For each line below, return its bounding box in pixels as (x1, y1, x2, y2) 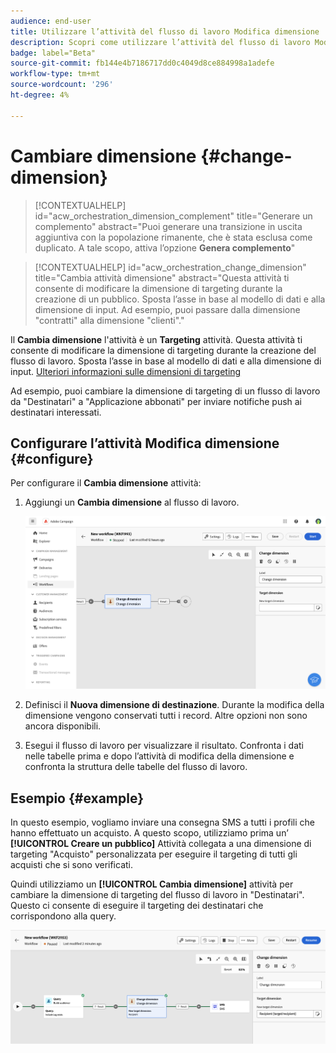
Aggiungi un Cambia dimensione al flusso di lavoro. (24, 496, 240, 509)
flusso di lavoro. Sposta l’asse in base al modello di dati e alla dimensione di (10, 355, 322, 367)
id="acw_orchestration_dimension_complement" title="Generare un (34, 210, 313, 222)
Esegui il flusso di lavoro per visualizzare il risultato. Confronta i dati (24, 740, 304, 752)
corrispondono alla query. (10, 910, 117, 922)
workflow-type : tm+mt (10, 69, 101, 79)
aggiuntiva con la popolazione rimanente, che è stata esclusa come (34, 231, 313, 243)
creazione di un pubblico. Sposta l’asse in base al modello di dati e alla (34, 293, 326, 305)
